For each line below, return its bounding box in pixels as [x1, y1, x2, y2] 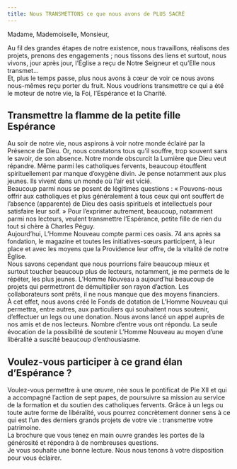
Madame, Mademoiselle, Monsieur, [7, 30, 110, 38]
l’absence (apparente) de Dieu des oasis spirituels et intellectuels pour [7, 199, 212, 208]
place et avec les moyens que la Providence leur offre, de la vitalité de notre [7, 245, 229, 253]
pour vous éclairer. [7, 453, 62, 462]
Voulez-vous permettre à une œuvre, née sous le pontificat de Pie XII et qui [7, 386, 228, 394]
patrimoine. [7, 424, 41, 432]
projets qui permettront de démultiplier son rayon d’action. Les [7, 282, 190, 291]
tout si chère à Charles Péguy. [7, 222, 96, 231]
